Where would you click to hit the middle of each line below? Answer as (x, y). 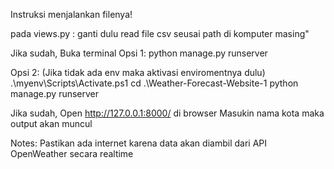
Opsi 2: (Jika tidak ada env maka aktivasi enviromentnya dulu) (138, 72)
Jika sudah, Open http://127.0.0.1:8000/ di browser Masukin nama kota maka (167, 113)
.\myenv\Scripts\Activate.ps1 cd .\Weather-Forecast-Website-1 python (154, 83)
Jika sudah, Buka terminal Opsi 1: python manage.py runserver (139, 53)
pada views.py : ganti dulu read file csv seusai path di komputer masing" (160, 33)
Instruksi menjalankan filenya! (71, 14)
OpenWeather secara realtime (72, 153)
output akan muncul (51, 123)
